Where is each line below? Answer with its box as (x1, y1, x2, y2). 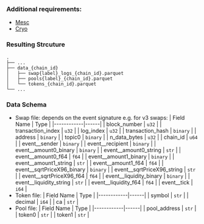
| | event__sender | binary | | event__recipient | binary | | (15, 139, 157, 147)
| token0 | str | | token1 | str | (15, 211, 90, 218)
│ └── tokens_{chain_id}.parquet (6, 81, 97, 87)
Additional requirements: (6, 5, 82, 13)
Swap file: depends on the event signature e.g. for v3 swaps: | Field (15, 114, 185, 121)
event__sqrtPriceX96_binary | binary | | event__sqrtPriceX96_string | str (15, 166, 196, 173)
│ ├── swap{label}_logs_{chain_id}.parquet (6, 70, 124, 76)
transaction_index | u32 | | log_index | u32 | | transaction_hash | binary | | (15, 127, 197, 134)
